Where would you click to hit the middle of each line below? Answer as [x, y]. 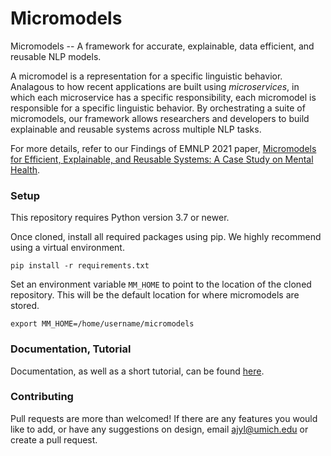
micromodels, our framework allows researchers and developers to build [160, 118]
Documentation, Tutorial [71, 349]
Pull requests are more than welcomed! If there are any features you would [164, 418]
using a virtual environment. [67, 248]
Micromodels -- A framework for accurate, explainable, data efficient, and [162, 46]
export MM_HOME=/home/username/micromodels [102, 324]
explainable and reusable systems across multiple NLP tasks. [136, 129]
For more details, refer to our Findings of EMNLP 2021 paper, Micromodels [163, 148]
